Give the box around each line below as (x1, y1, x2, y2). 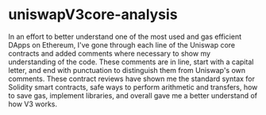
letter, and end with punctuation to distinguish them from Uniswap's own (8, 65, 246, 75)
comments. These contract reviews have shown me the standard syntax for (8, 74, 256, 83)
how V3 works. (8, 99, 58, 109)
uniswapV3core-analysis (8, 6, 178, 24)
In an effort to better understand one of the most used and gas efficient (8, 32, 242, 41)
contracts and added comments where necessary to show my (8, 48, 211, 58)
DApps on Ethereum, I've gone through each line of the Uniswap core (8, 40, 236, 49)
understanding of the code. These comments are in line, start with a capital (8, 57, 254, 67)
